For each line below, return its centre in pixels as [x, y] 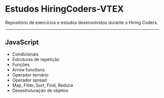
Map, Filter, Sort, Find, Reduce [42, 85]
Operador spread [30, 80]
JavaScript [22, 42]
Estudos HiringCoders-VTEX [64, 9]
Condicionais [25, 54]
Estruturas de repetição [36, 59]
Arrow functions [28, 70]
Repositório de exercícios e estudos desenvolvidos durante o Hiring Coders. [82, 22]
